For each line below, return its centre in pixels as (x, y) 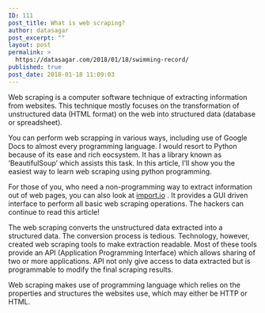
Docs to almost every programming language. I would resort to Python (123, 146)
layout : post (30, 45)
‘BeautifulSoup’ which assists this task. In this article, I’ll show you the (122, 162)
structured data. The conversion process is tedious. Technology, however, (129, 235)
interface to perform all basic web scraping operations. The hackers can (126, 204)
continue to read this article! (54, 212)
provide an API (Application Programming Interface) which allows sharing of (132, 252)
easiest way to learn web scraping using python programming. (110, 171)
